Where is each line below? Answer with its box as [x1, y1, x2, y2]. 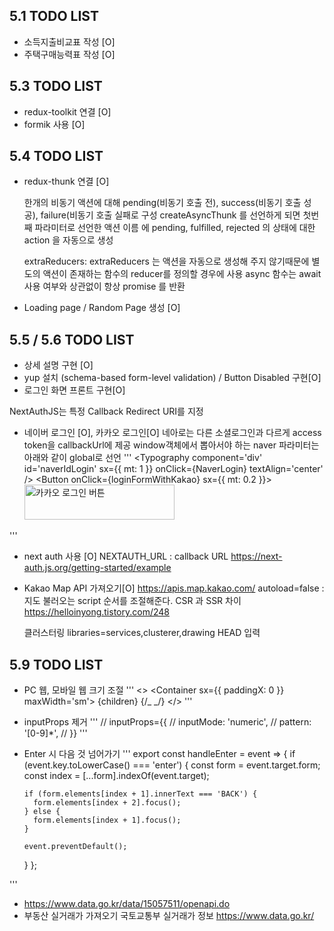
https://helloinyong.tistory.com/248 [23, 606, 170, 618]
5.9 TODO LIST [9, 656, 104, 673]
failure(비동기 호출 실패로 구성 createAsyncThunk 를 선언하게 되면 [40, 209, 301, 221]
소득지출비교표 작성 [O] [23, 35, 116, 48]
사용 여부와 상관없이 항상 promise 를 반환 [23, 280, 186, 293]
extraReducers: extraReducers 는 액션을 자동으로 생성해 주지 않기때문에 [23, 255, 310, 268]
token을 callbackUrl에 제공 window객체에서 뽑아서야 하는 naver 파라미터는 [23, 439, 320, 451]
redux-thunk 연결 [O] [23, 175, 110, 188]
